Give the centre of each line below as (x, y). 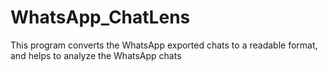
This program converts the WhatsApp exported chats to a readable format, (164, 45)
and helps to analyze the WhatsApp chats (96, 55)
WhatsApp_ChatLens (100, 17)
